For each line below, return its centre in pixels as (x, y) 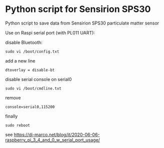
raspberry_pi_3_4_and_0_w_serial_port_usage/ (53, 140)
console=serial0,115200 (30, 107)
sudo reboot (18, 125)
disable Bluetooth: (24, 42)
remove (13, 97)
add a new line (20, 60)
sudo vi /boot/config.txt (32, 51)
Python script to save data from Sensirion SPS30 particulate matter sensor (82, 23)
